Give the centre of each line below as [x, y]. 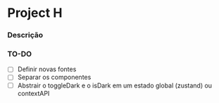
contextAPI [33, 93]
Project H [35, 13]
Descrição [25, 35]
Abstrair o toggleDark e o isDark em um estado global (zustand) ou [115, 85]
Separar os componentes [54, 77]
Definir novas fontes [47, 69]
